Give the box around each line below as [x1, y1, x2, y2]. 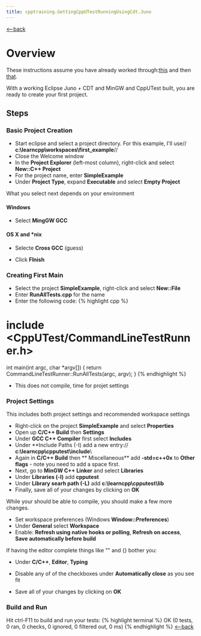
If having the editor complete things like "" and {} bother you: [6, 547, 157, 554]
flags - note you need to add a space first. [14, 461, 120, 468]
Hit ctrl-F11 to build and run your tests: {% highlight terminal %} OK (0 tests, [6, 617, 193, 624]
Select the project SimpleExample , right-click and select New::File [14, 284, 181, 292]
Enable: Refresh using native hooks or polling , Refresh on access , [14, 529, 182, 536]
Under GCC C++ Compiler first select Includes [14, 435, 132, 442]
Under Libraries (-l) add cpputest [14, 474, 99, 481]
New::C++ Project [14, 165, 61, 173]
